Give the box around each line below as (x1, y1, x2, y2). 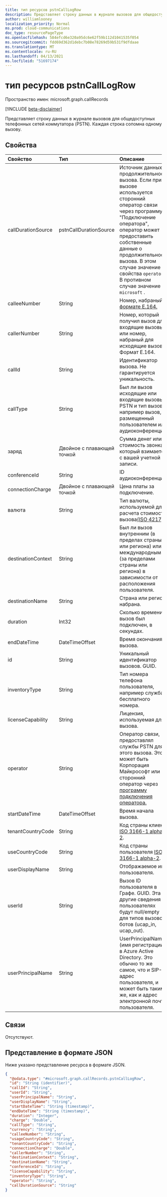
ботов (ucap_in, (119, 921, 157, 927)
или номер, (119, 330, 147, 337)
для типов (119, 914, 144, 921)
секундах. (119, 627, 144, 634)
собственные (119, 239, 152, 246)
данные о (119, 245, 143, 252)
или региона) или (119, 543, 162, 550)
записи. (119, 460, 138, 467)
